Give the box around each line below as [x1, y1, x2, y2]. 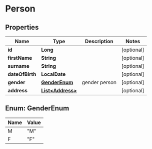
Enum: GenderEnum [5, 104, 69, 113]
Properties [5, 23, 39, 32]
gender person [81, 79, 116, 86]
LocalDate [40, 71, 66, 78]
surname [7, 63, 29, 69]
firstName [7, 55, 32, 61]
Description [84, 38, 113, 45]
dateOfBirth [7, 71, 36, 78]
